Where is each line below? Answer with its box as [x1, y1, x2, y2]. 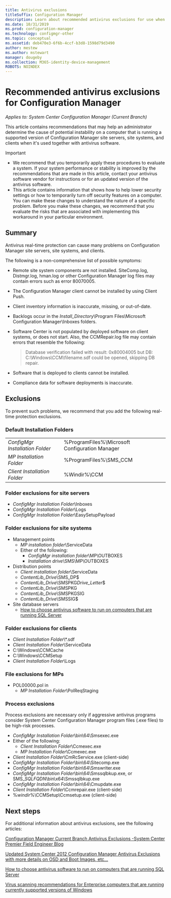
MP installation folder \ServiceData [20, 541, 93, 548]
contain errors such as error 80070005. [12, 278, 96, 284]
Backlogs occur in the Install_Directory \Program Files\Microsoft [12, 313, 146, 319]
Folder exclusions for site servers [5, 489, 90, 497]
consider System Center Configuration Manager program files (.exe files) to [5, 717, 164, 723]
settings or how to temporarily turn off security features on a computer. [12, 192, 162, 199]
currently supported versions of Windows [5, 887, 93, 893]
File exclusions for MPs [5, 670, 64, 677]
